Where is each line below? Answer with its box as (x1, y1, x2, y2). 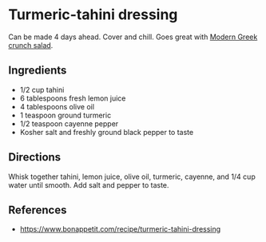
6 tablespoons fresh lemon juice (19, 93, 126, 103)
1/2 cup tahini (19, 85, 65, 94)
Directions (8, 150, 62, 165)
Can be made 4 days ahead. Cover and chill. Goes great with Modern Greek (8, 32, 258, 42)
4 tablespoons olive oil (19, 101, 94, 111)
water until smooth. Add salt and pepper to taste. (8, 180, 169, 189)
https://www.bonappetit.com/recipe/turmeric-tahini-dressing (19, 224, 221, 234)
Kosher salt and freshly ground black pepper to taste (19, 127, 194, 137)
